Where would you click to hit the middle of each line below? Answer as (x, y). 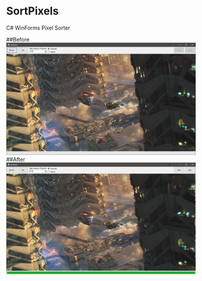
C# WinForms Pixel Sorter (38, 28)
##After (16, 159)
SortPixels (32, 11)
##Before (18, 39)
